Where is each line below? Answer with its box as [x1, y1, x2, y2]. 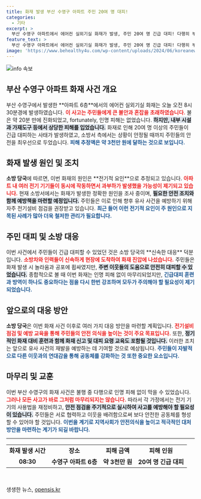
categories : [6, 14, 36, 20]
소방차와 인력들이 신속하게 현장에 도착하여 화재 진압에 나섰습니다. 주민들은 [23, 256, 195, 264]
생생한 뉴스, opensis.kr [6, 486, 61, 493]
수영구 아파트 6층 [51, 458, 98, 466]
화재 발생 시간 [9, 446, 46, 455]
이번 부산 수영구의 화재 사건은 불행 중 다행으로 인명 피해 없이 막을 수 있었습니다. [6, 388, 191, 395]
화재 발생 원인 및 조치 [6, 158, 79, 168]
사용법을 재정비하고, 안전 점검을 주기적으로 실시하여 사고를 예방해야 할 [17, 403, 179, 410]
